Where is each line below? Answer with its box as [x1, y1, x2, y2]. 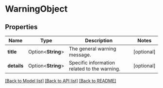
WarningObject [5, 3, 68, 15]
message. [68, 52, 91, 58]
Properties [5, 23, 38, 31]
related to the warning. [68, 66, 120, 72]
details [7, 62, 24, 69]
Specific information [68, 59, 115, 66]
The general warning [68, 45, 116, 52]
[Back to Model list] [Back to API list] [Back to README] [5, 78, 116, 84]
